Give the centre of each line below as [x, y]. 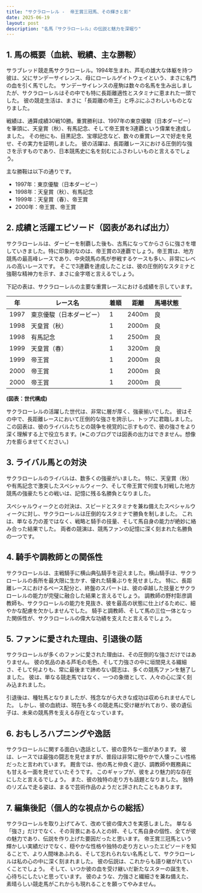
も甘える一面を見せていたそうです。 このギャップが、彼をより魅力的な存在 [99, 772]
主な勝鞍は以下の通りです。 [40, 171]
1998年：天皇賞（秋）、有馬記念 [54, 192]
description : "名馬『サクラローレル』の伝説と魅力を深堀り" [74, 29]
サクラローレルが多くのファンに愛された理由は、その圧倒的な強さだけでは [99, 655]
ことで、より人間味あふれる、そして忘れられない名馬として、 [87, 853]
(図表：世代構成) [27, 398]
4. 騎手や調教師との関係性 [55, 557]
